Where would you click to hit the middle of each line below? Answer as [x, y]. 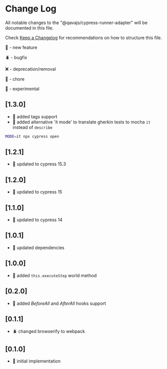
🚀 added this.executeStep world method [54, 275]
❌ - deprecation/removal [30, 69]
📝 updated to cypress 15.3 [39, 164]
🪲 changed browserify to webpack [48, 331]
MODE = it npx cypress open [32, 136]
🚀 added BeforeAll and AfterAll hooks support [59, 303]
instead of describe [32, 127]
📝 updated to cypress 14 [37, 220]
